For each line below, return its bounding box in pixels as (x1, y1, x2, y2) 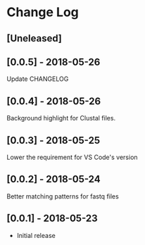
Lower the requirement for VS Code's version (6, 153, 138, 162)
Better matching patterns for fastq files (6, 191, 119, 201)
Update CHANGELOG (6, 75, 69, 83)
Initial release (16, 231, 56, 239)
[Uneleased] (6, 32, 63, 44)
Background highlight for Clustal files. (6, 114, 116, 122)
